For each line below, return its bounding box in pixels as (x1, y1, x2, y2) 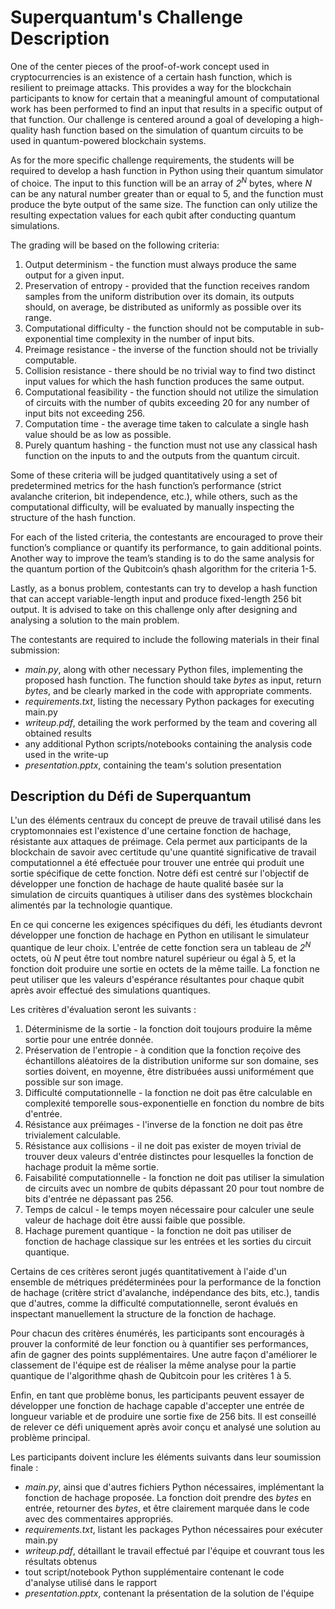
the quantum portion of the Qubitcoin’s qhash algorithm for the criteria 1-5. (10, 562, 317, 575)
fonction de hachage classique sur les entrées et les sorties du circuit (24, 1236, 312, 1248)
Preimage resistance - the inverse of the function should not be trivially (24, 343, 318, 355)
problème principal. (10, 1432, 91, 1444)
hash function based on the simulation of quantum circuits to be (40, 124, 304, 136)
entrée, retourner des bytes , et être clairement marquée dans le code (24, 1502, 310, 1515)
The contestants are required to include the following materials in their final (10, 633, 320, 645)
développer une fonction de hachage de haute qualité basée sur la (10, 878, 284, 890)
